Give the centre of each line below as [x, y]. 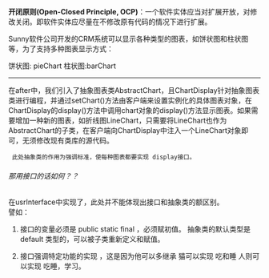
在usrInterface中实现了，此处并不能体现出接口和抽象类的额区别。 [116, 202]
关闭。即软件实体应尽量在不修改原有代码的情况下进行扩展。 [113, 22]
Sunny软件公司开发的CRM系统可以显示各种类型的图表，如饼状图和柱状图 [128, 39]
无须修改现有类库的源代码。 [68, 140]
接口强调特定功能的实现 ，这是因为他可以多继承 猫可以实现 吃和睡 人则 [136, 256]
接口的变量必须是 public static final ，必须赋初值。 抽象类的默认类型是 [135, 229]
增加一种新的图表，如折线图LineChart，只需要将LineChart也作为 [121, 120]
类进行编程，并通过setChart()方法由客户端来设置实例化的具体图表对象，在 [130, 100]
